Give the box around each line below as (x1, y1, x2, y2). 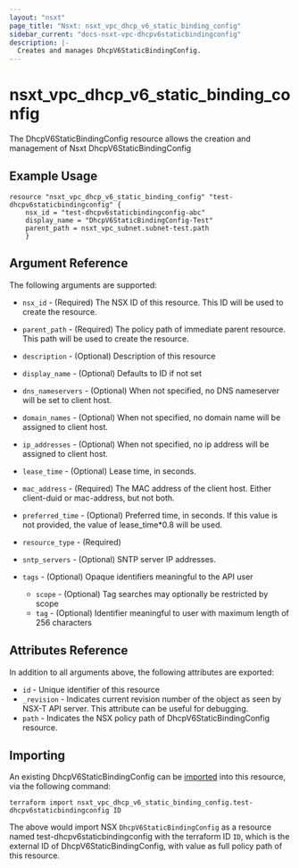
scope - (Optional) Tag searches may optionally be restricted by (35, 588, 269, 599)
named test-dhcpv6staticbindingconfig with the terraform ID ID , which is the (9, 831, 290, 842)
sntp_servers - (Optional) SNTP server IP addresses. (21, 553, 216, 564)
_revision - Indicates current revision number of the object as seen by (21, 694, 282, 704)
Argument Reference (9, 256, 129, 271)
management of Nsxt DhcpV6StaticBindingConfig (9, 143, 192, 154)
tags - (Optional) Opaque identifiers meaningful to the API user (21, 571, 253, 582)
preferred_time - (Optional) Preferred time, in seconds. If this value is (21, 510, 278, 520)
